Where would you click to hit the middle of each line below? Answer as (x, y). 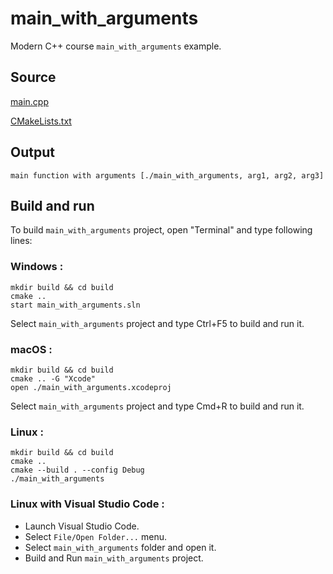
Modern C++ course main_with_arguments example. (116, 46)
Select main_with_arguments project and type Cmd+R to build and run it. (157, 406)
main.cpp (29, 101)
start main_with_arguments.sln (75, 305)
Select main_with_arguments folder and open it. (120, 547)
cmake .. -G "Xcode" (53, 378)
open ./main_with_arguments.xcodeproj (91, 387)
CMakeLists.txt (41, 121)
